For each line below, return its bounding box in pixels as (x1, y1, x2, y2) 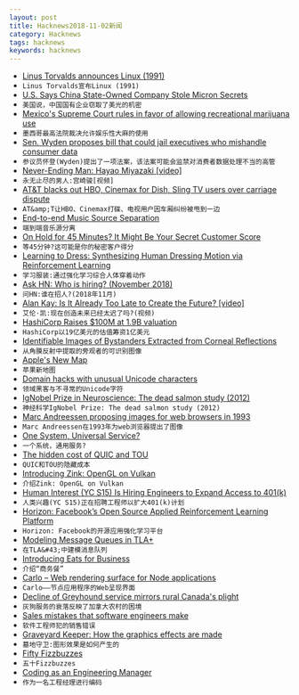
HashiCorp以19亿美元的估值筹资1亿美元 (21, 328, 150, 337)
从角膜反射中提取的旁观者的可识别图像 (21, 347, 142, 356)
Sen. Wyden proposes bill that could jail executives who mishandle (21, 137, 267, 148)
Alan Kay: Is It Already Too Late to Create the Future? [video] (21, 298, 245, 308)
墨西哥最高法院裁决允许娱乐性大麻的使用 (21, 129, 149, 138)
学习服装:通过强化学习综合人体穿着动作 (21, 271, 146, 281)
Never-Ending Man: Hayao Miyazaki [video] (21, 166, 182, 176)
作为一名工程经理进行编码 (21, 678, 102, 687)
